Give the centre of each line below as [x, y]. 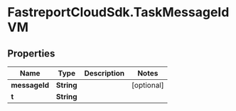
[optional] [148, 85]
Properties [31, 53]
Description [104, 73]
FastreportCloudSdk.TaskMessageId [118, 12]
